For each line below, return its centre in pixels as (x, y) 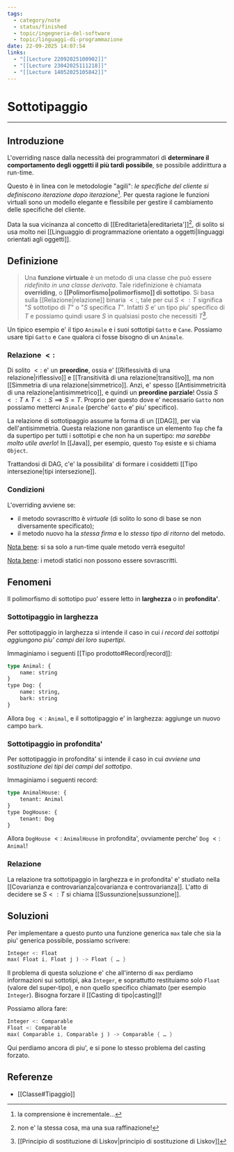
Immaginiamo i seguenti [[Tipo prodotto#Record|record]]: (90, 653)
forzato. (18, 1055)
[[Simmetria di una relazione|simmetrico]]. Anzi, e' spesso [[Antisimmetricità (117, 385)
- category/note (37, 20)
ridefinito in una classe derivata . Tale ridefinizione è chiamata (113, 285)
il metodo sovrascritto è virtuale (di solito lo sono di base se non (109, 518)
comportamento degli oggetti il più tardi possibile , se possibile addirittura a (117, 165)
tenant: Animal (42, 799)
